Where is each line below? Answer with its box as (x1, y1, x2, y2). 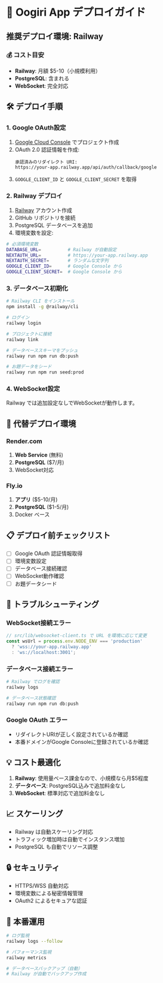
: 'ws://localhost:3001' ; (11, 649, 76, 655)
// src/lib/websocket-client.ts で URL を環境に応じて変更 (6, 633, 147, 639)
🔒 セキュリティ (6, 863, 60, 873)
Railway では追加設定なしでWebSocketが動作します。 (6, 399, 138, 406)
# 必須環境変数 (6, 241, 39, 247)
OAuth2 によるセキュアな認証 (14, 897, 88, 904)
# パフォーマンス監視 (6, 949, 52, 955)
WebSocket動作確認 (14, 572, 64, 580)
